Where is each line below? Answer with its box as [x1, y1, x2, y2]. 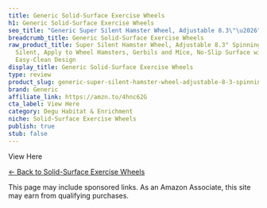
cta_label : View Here [8, 100, 80, 108]
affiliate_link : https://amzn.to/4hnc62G [8, 93, 148, 101]
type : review [8, 71, 52, 79]
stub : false [8, 129, 48, 137]
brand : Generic [8, 85, 59, 94]
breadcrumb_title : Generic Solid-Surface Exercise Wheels [8, 33, 204, 42]
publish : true [8, 122, 56, 130]
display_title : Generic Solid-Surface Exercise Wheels [8, 64, 194, 71]
